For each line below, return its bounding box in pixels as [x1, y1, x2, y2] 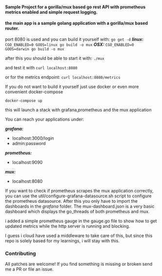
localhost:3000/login [12, 135, 54, 141]
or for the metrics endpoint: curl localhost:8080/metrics [5, 74, 121, 80]
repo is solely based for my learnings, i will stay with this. [5, 237, 120, 244]
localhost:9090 [12, 159, 43, 165]
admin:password [12, 140, 46, 146]
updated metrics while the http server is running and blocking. [5, 223, 130, 229]
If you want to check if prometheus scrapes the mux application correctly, [5, 188, 154, 193]
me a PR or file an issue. [5, 266, 54, 272]
